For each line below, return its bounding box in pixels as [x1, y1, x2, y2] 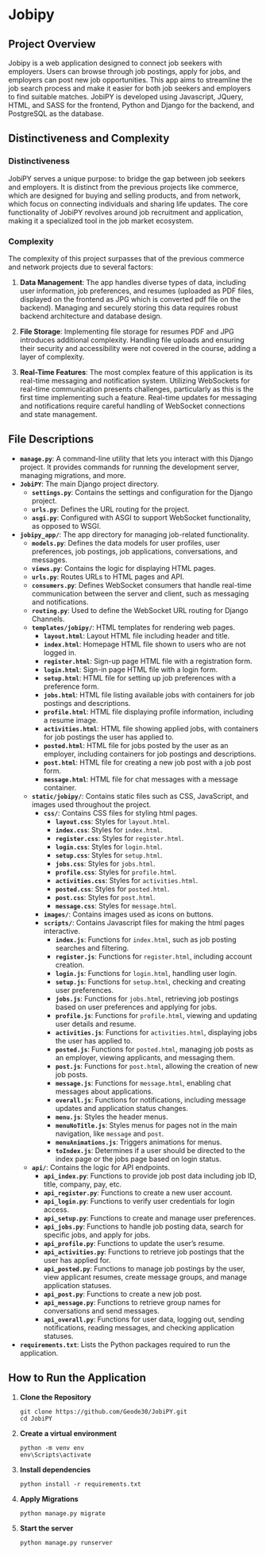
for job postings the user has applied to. [43, 732, 175, 742]
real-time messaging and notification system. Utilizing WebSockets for [19, 376, 250, 385]
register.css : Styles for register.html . [55, 833, 184, 843]
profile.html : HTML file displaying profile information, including [43, 707, 254, 716]
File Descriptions [8, 433, 94, 446]
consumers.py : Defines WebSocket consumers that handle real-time [31, 580, 252, 589]
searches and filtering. [55, 943, 129, 952]
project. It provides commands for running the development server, [19, 462, 240, 472]
